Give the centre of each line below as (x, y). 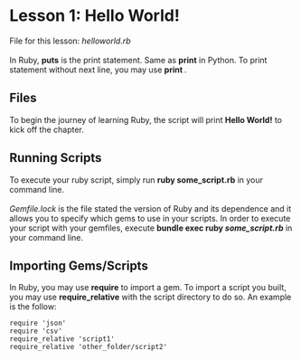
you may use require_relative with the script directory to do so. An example (150, 297)
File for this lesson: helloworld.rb (70, 41)
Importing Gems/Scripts (79, 265)
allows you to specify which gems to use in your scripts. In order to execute (150, 218)
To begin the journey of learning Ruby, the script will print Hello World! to (146, 119)
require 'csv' (36, 331)
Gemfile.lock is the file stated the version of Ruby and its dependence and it (150, 208)
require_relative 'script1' (62, 339)
